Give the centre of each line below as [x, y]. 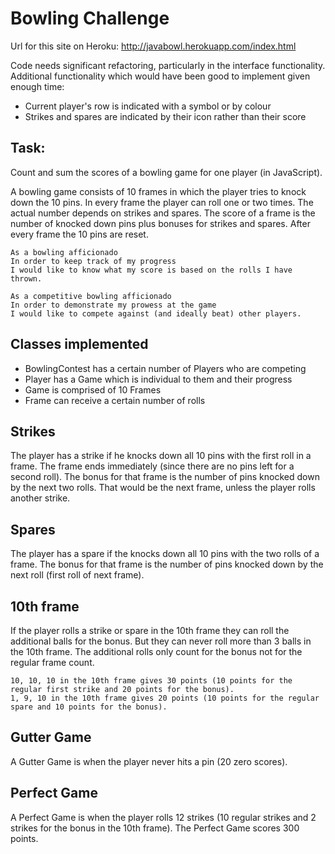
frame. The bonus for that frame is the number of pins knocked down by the [167, 564]
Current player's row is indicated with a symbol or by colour [148, 106]
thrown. [26, 278]
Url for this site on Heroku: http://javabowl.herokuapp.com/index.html [153, 46]
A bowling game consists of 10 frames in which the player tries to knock [158, 191]
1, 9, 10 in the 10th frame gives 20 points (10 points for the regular [165, 698]
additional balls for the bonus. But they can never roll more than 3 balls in [161, 641]
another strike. [40, 498]
